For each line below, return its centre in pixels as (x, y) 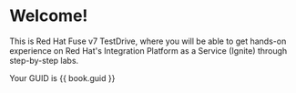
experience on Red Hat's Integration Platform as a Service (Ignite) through (148, 50)
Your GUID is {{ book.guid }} (62, 77)
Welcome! (49, 16)
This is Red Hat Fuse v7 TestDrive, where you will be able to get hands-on (148, 41)
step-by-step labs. (44, 60)
